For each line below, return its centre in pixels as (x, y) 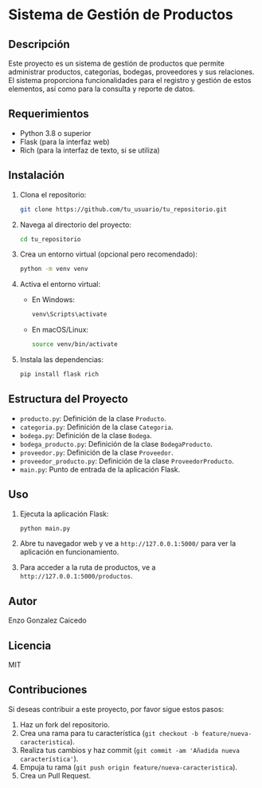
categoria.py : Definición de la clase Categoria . (96, 427)
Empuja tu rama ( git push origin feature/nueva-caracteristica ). (128, 767)
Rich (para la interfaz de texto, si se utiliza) (90, 150)
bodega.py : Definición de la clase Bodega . (86, 435)
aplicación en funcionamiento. (69, 552)
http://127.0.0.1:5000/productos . (76, 576)
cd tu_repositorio (50, 239)
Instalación (37, 175)
